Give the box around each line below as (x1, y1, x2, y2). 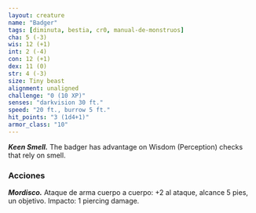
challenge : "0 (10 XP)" (8, 92, 86, 99)
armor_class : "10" (8, 121, 68, 128)
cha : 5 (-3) (8, 33, 47, 42)
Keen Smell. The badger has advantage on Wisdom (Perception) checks (8, 142, 243, 151)
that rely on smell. (8, 150, 66, 160)
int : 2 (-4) (8, 48, 47, 56)
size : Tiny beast (8, 77, 65, 85)
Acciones (8, 170, 46, 181)
